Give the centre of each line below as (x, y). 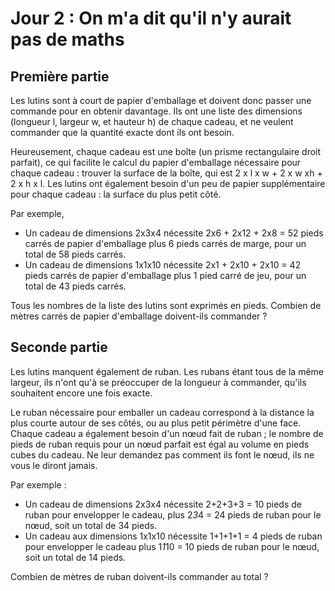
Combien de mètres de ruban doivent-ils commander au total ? (139, 576)
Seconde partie (59, 347)
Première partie (60, 76)
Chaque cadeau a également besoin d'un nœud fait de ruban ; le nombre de (167, 433)
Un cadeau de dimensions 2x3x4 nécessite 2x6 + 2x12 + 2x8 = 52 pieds (174, 233)
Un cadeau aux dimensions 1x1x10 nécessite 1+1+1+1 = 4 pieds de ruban (173, 536)
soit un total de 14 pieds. (75, 557)
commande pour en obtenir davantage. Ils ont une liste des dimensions (156, 111)
